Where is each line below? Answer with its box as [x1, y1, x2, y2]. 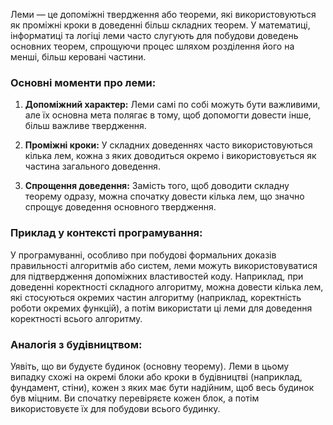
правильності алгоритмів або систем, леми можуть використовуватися [10, 259, 318, 271]
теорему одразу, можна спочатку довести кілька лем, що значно [24, 190, 305, 203]
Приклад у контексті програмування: [10, 226, 203, 240]
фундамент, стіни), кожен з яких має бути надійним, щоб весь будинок [10, 381, 315, 393]
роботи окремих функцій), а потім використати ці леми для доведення [10, 302, 313, 314]
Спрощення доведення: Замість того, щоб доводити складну [24, 180, 290, 192]
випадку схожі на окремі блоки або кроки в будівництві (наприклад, [10, 370, 303, 383]
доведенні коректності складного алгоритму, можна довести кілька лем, [10, 280, 324, 293]
